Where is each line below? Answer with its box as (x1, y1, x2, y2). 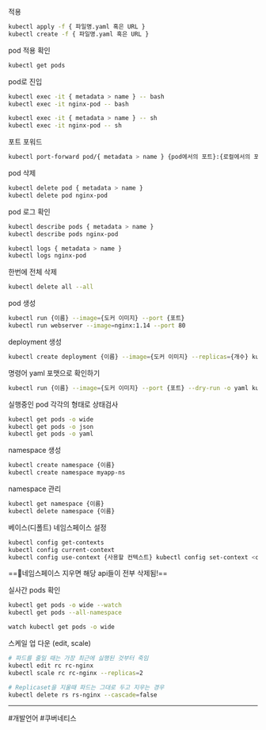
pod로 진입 (8, 76, 43, 86)
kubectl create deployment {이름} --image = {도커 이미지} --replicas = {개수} (8, 353, 249, 361)
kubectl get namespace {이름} (8, 500, 104, 508)
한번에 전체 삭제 (8, 267, 58, 276)
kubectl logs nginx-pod (8, 252, 87, 260)
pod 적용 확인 (8, 45, 51, 55)
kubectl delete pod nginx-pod (8, 191, 108, 199)
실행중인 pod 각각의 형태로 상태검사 (8, 400, 119, 409)
